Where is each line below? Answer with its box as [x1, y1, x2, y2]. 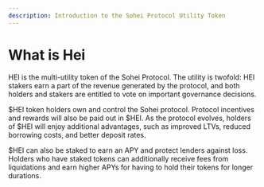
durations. [8, 170, 42, 180]
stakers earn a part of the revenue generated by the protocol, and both [8, 80, 240, 90]
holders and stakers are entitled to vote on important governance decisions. [8, 89, 257, 99]
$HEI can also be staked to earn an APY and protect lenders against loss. [8, 145, 248, 155]
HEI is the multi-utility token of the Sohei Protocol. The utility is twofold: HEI [8, 72, 255, 82]
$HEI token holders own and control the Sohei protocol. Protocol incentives [8, 104, 254, 114]
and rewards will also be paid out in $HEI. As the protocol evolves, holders [8, 113, 252, 123]
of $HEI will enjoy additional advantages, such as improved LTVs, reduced [8, 121, 251, 131]
